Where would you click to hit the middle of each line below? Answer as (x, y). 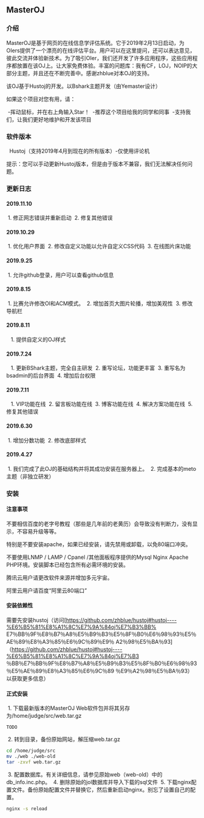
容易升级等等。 (41, 531)
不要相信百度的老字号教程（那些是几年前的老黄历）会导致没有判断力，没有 (99, 524)
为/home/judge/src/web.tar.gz (44, 716)
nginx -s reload (27, 809)
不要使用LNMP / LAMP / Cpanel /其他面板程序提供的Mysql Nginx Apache (97, 557)
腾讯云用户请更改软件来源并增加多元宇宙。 (59, 577)
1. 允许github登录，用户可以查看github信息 (61, 275)
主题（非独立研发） (30, 476)
